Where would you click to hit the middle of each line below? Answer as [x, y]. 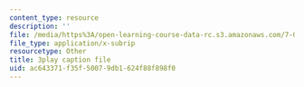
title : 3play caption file [60, 60]
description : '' [40, 26]
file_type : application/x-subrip [72, 43]
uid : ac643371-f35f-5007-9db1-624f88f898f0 [93, 69]
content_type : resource [54, 18]
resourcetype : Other [48, 52]
